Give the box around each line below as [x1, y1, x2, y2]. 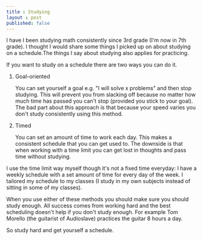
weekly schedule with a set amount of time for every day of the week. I [6, 171, 184, 178]
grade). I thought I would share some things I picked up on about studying [6, 43, 191, 50]
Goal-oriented [15, 73, 50, 80]
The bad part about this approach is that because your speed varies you [15, 104, 196, 111]
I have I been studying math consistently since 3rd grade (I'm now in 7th [6, 37, 187, 44]
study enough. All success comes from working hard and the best [6, 202, 171, 209]
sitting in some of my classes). [6, 184, 82, 191]
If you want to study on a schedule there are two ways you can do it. [6, 61, 178, 68]
